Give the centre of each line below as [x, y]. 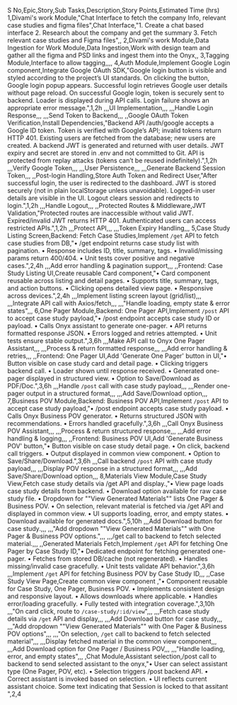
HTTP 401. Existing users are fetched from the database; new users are [111, 138]
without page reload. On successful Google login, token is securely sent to [116, 93]
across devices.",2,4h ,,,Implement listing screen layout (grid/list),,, [104, 296]
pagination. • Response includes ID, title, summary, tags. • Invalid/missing [115, 251]
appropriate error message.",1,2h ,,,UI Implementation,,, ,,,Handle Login [110, 108]
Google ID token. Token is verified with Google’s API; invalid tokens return [114, 130]
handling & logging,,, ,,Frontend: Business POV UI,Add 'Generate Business [115, 438]
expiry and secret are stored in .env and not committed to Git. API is [106, 153]
